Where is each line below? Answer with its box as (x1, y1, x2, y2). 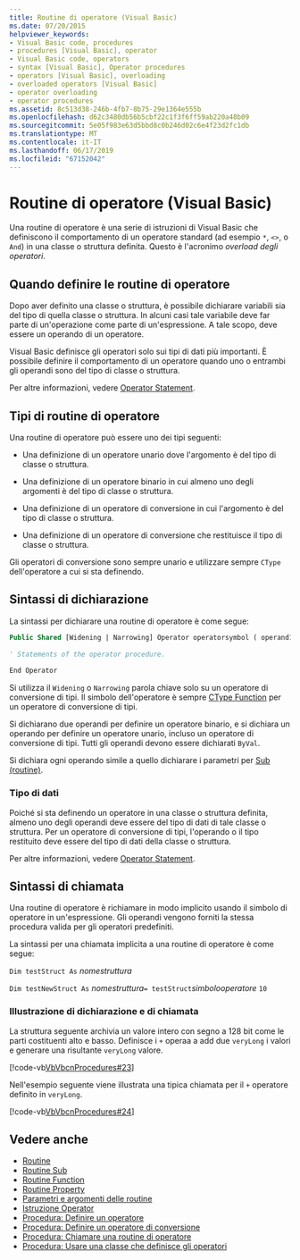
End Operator (9, 667, 58, 676)
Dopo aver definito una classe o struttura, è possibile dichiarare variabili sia (9, 300, 286, 311)
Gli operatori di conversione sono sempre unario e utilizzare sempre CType (9, 557, 281, 567)
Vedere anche (9, 1132, 89, 1147)
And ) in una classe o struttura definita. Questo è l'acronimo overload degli (9, 241, 279, 252)
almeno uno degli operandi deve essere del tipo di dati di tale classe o (9, 817, 266, 827)
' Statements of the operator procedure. (9, 650, 166, 659)
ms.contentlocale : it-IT (9, 138, 102, 147)
